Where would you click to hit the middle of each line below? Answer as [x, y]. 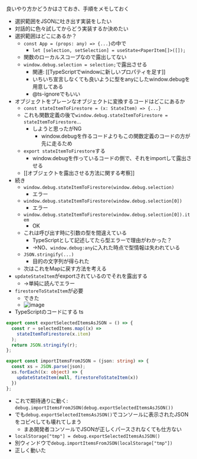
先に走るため [57, 143]
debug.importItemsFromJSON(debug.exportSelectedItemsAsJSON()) [94, 408]
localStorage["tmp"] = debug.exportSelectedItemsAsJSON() [87, 436]
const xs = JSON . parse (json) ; [48, 367]
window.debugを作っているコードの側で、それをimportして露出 [109, 158]
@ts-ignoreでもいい [56, 94]
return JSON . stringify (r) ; [45, 345]
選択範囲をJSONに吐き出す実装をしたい [63, 21]
